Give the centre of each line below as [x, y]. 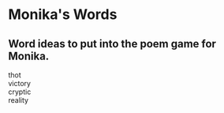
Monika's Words [63, 15]
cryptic [20, 92]
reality [19, 100]
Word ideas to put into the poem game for [112, 44]
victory [20, 83]
